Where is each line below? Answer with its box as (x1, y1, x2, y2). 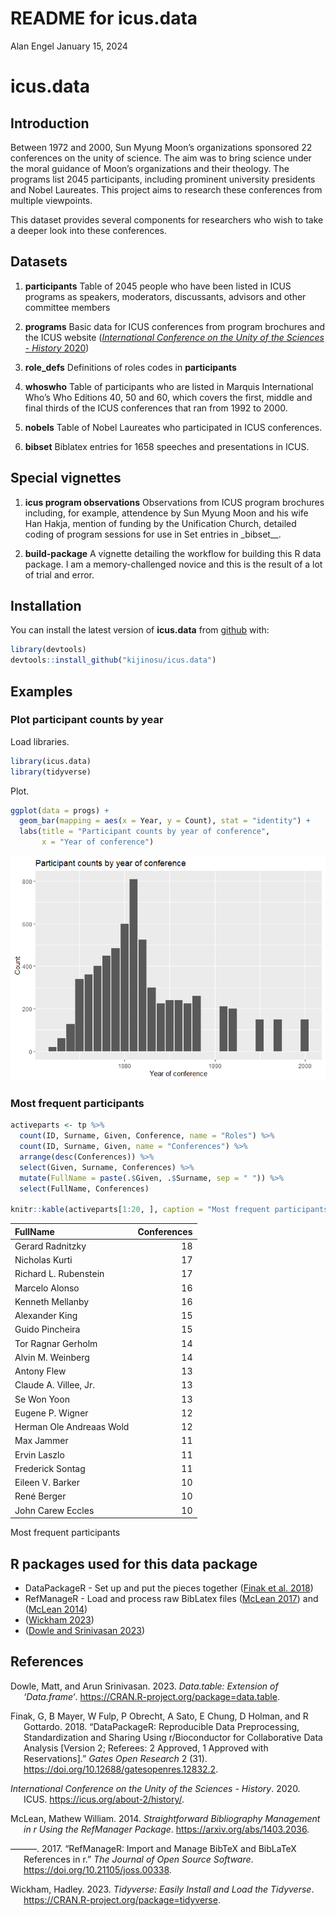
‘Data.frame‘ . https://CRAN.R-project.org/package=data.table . (23, 1690, 280, 1702)
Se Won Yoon (14, 1393, 70, 1405)
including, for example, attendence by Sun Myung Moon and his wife (24, 507, 309, 519)
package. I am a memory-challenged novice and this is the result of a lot (24, 558, 323, 570)
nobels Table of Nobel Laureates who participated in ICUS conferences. (24, 421, 323, 433)
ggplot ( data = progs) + (10, 805, 110, 816)
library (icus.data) (10, 756, 92, 766)
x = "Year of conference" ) (41, 837, 155, 847)
